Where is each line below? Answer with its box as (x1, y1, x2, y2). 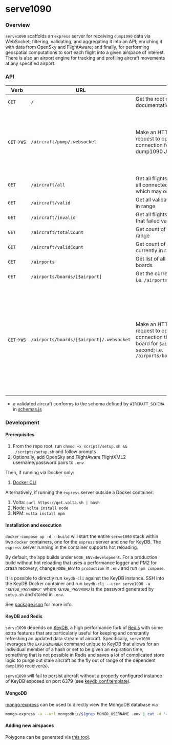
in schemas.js (12, 406, 42, 412)
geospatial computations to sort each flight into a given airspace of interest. (5, 49, 165, 55)
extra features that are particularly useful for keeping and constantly (5, 630, 149, 636)
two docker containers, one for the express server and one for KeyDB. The (5, 539, 161, 545)
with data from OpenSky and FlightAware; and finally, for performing (5, 44, 149, 50)
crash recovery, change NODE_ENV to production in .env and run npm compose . (5, 565, 165, 571)
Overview (5, 22, 30, 29)
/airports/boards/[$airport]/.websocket (31, 337, 131, 342)
